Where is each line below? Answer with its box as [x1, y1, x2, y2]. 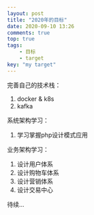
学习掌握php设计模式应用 [16, 131, 89, 139]
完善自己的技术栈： [7, 80, 61, 89]
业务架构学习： [7, 145, 49, 153]
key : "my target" [7, 61, 57, 68]
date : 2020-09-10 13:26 [7, 23, 75, 30]
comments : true [7, 29, 50, 36]
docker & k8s [16, 94, 54, 103]
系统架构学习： [7, 116, 49, 124]
